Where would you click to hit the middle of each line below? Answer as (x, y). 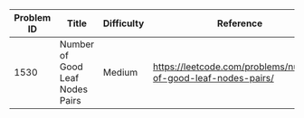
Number (77, 44)
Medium (120, 73)
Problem (33, 18)
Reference (240, 23)
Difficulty (123, 23)
